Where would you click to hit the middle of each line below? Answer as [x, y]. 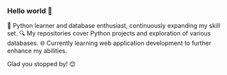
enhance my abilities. [37, 51]
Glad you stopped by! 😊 [42, 64]
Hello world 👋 [30, 11]
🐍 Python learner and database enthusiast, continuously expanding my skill [113, 26]
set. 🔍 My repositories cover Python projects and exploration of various [109, 33]
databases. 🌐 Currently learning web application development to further [109, 43]
